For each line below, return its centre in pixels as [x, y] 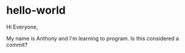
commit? [17, 45]
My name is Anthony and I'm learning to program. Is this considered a [93, 38]
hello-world [36, 10]
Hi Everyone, [22, 27]
